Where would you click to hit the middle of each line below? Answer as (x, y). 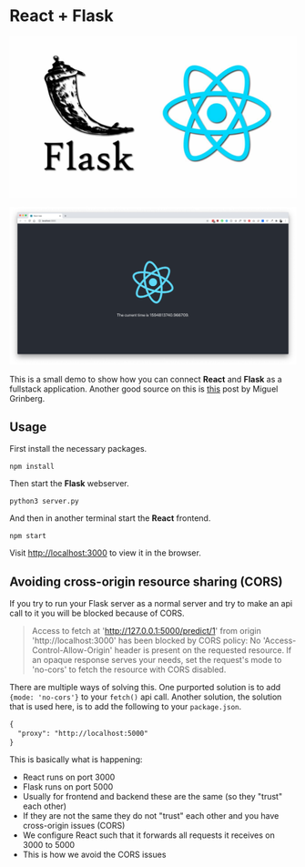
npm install (32, 467)
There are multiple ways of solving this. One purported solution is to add (145, 688)
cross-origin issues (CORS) (74, 826)
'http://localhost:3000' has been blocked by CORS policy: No (146, 641)
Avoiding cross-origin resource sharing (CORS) (147, 581)
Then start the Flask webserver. (69, 484)
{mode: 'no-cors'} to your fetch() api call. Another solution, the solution (146, 697)
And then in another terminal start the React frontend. (110, 518)
